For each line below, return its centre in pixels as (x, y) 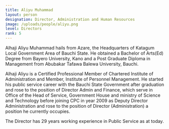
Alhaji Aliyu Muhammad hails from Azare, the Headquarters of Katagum (80, 48)
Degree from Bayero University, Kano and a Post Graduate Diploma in (78, 58)
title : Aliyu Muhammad (29, 10)
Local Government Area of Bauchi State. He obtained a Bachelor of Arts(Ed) (84, 53)
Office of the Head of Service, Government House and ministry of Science (83, 95)
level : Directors (24, 29)
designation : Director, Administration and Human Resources (70, 19)
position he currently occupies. (38, 111)
